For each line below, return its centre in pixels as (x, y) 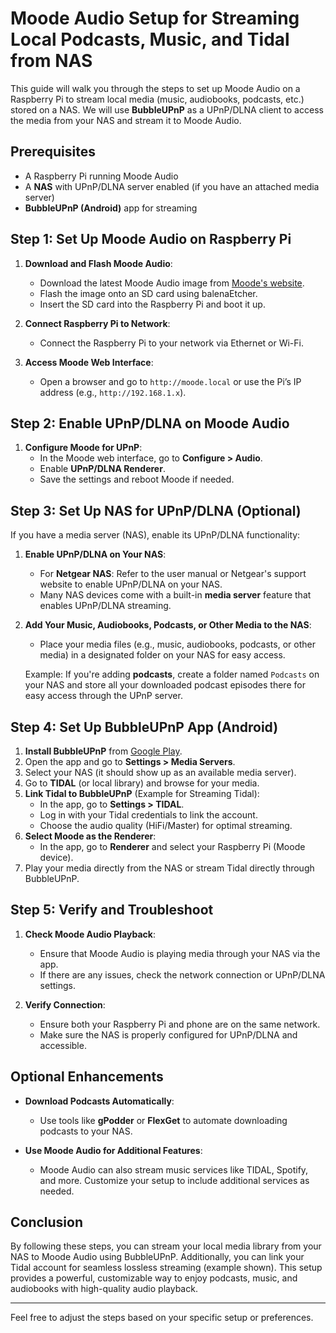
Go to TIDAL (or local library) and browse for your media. (142, 783)
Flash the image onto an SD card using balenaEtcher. (148, 293)
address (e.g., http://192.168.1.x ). (113, 392)
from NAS (51, 61)
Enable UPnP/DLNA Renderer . (102, 469)
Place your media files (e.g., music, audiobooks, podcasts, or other (177, 644)
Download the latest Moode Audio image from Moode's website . (172, 283)
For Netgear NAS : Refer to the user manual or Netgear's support (173, 574)
